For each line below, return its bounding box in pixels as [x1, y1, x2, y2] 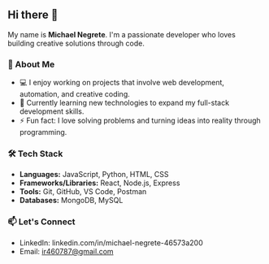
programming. [19, 128, 67, 137]
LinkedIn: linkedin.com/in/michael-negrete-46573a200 [19, 237, 204, 248]
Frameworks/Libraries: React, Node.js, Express [19, 178, 180, 188]
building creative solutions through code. [7, 38, 145, 48]
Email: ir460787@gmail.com [19, 246, 115, 256]
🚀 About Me [7, 58, 55, 70]
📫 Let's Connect [7, 216, 76, 227]
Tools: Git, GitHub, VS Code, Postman [19, 187, 147, 197]
